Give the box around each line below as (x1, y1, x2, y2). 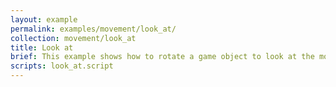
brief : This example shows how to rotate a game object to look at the (10, 52, 315, 62)
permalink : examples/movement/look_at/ (10, 24, 177, 34)
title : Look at (10, 42, 74, 53)
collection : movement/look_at (10, 33, 137, 43)
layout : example (10, 14, 78, 25)
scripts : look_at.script (10, 61, 114, 71)
